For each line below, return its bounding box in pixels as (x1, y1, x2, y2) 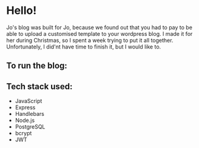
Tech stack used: (6, 81, 73, 92)
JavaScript (15, 98, 42, 105)
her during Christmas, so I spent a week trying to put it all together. (6, 36, 174, 44)
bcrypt (15, 130, 32, 137)
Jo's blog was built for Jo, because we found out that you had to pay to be (6, 24, 193, 31)
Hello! (6, 4, 37, 18)
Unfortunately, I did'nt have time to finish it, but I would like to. (6, 43, 161, 50)
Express (15, 104, 36, 111)
